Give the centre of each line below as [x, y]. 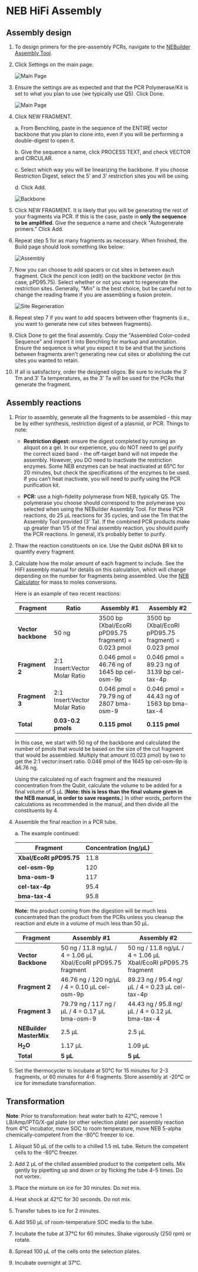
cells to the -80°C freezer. [46, 1152]
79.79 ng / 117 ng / [88, 1003]
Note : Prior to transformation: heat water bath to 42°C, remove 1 [84, 1116]
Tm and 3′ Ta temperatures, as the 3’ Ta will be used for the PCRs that [99, 378]
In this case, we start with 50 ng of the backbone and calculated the [97, 743]
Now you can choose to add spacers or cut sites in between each [94, 269]
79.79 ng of [115, 696]
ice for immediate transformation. [55, 1083]
